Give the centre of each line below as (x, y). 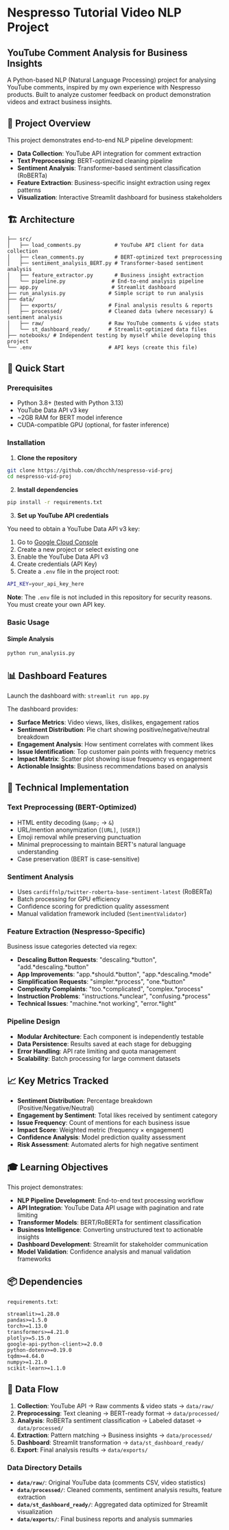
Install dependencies (48, 490)
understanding (38, 852)
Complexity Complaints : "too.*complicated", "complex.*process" (110, 989)
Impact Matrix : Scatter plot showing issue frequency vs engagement (114, 759)
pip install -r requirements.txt (55, 503)
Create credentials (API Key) (57, 564)
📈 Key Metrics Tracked (58, 1080)
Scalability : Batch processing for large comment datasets (98, 1058)
